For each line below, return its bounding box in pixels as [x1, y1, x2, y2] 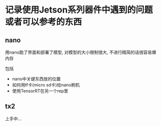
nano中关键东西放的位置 [12, 76, 61, 82]
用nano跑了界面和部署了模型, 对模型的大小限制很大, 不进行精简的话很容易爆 [5, 49, 157, 55]
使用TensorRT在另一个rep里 [12, 88, 69, 94]
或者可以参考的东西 [5, 16, 82, 28]
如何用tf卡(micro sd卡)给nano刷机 [12, 82, 80, 87]
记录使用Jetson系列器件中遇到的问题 [5, 4, 153, 15]
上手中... [5, 115, 22, 121]
